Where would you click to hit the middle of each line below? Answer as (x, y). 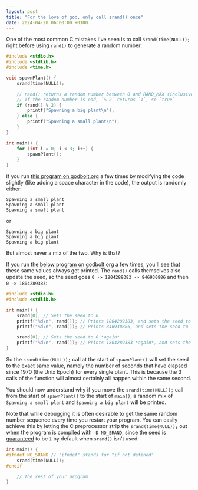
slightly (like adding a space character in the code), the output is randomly (96, 183)
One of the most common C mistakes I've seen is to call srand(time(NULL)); (98, 40)
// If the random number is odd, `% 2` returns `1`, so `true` (96, 100)
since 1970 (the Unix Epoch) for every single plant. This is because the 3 (94, 372)
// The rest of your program (52, 476)
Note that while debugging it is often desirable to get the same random (92, 414)
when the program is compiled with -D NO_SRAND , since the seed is (86, 432)
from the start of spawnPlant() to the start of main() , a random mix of (90, 396)
